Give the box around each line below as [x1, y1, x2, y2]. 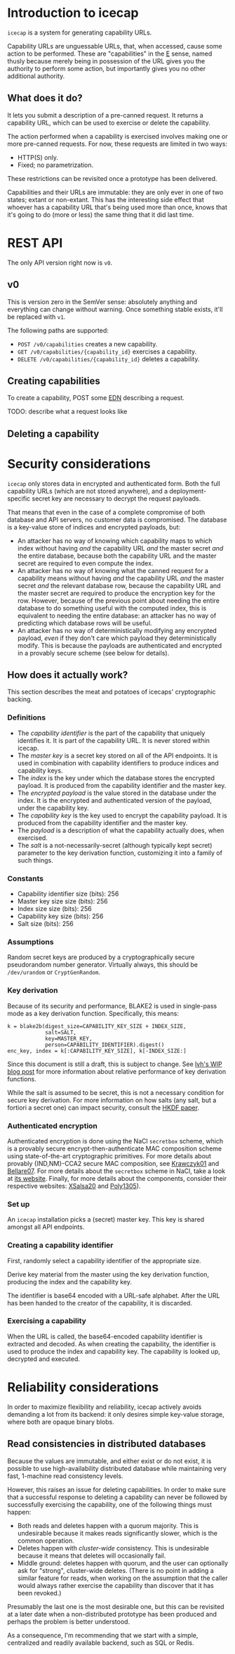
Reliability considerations [7, 1379, 159, 1396]
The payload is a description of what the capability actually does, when [17, 826, 224, 834]
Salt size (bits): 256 [17, 920, 74, 928]
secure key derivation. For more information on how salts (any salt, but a [7, 1096, 217, 1104]
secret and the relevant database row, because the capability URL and [17, 581, 221, 589]
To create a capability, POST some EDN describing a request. [7, 394, 184, 402]
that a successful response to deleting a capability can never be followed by [7, 1493, 228, 1501]
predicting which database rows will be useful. [17, 618, 152, 627]
